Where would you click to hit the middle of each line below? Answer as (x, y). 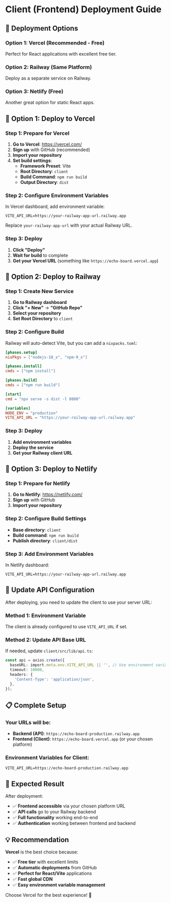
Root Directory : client (44, 172)
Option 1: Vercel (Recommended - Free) (55, 43)
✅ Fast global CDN (33, 879)
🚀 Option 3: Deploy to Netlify (51, 469)
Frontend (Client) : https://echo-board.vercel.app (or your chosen (83, 739)
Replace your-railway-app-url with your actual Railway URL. (69, 225)
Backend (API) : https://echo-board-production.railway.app (76, 733)
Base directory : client (37, 530)
